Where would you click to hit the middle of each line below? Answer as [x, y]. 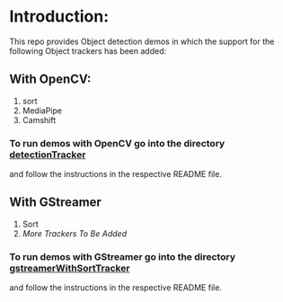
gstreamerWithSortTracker [70, 268]
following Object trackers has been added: [88, 50]
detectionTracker [48, 155]
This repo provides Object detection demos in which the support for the [142, 41]
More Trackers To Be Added [75, 233]
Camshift [39, 120]
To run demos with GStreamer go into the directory [123, 256]
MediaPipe [42, 111]
